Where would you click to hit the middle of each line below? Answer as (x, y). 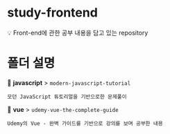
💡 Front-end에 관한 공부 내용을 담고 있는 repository (78, 32)
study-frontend (53, 13)
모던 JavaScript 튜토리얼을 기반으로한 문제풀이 (67, 97)
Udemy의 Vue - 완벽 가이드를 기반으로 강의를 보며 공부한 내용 (85, 123)
